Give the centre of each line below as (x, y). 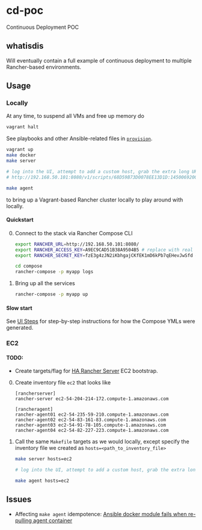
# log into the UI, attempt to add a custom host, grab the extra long (98, 171)
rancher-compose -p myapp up (51, 294)
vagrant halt (23, 127)
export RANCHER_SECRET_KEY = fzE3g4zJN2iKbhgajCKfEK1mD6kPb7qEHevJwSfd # (106, 255)
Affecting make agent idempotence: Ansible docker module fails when (101, 514)
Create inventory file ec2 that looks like (63, 383)
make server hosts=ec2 (43, 459)
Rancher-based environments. (44, 67)
